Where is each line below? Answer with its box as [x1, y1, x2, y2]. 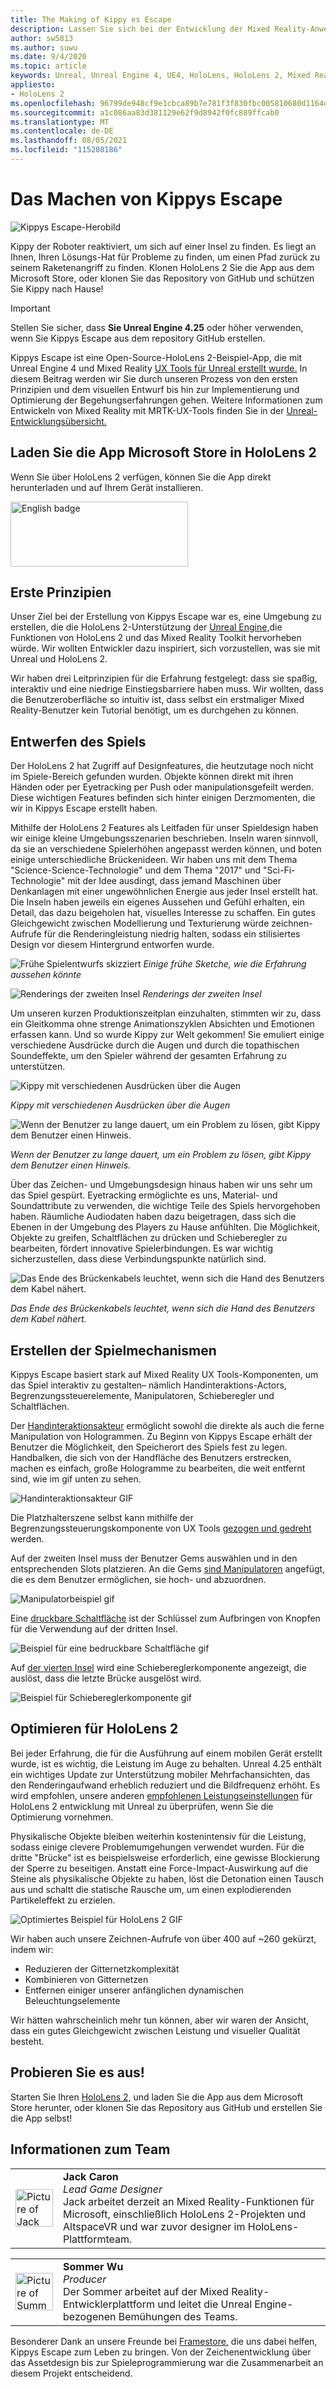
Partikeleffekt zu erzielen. [10, 1894, 116, 1906]
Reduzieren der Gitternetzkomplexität [24, 1962, 180, 1975]
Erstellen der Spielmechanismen [10, 1342, 217, 1359]
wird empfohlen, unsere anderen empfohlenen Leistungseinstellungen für [10, 1789, 313, 1801]
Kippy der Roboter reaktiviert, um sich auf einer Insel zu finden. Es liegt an [10, 240, 317, 252]
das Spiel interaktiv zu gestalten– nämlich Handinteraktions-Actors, [10, 1379, 287, 1391]
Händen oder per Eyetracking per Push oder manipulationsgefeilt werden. [10, 781, 315, 793]
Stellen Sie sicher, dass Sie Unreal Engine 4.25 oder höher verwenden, [10, 321, 304, 333]
